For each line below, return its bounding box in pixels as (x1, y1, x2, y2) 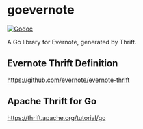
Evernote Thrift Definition (7, 57, 118, 70)
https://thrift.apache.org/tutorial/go (7, 113, 106, 121)
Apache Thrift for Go (7, 96, 97, 107)
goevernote (7, 2, 75, 18)
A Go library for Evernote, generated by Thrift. (7, 38, 137, 46)
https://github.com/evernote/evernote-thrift (7, 76, 130, 84)
